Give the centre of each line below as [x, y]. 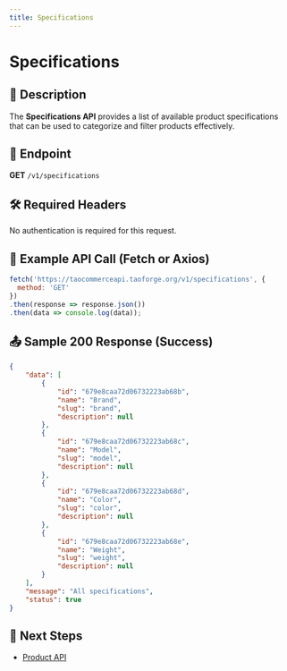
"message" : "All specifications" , [89, 591]
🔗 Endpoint [40, 154]
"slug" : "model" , [89, 458]
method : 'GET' [43, 287]
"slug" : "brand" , [89, 408]
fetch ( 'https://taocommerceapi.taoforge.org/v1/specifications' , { [138, 280]
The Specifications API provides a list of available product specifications [144, 116]
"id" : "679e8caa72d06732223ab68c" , [123, 442]
